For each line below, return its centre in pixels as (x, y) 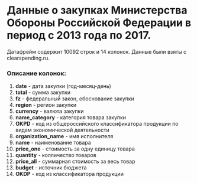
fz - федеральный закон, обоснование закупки (75, 99)
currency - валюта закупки (49, 111)
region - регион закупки (46, 105)
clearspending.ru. (28, 58)
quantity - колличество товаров (56, 155)
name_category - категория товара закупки (71, 117)
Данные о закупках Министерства (97, 10)
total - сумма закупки (43, 93)
